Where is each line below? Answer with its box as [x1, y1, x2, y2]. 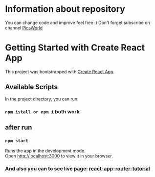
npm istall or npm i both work [5, 108, 80, 115]
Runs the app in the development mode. [5, 148, 86, 154]
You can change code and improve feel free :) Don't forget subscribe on [5, 20, 150, 25]
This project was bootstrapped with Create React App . [5, 69, 115, 75]
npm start [5, 138, 28, 143]
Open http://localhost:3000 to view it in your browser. [5, 153, 113, 159]
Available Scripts [5, 83, 58, 91]
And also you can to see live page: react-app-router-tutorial [5, 165, 150, 172]
